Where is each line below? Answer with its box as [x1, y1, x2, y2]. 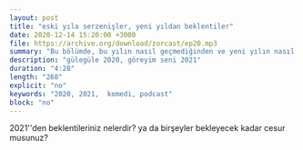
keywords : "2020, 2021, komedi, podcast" [9, 89, 173, 98]
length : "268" [9, 73, 64, 82]
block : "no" [9, 97, 55, 107]
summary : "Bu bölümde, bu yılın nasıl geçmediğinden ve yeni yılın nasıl [9, 47, 296, 56]
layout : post [9, 13, 59, 23]
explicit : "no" [9, 81, 67, 90]
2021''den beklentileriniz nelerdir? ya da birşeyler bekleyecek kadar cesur [9, 123, 286, 134]
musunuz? [9, 133, 48, 144]
